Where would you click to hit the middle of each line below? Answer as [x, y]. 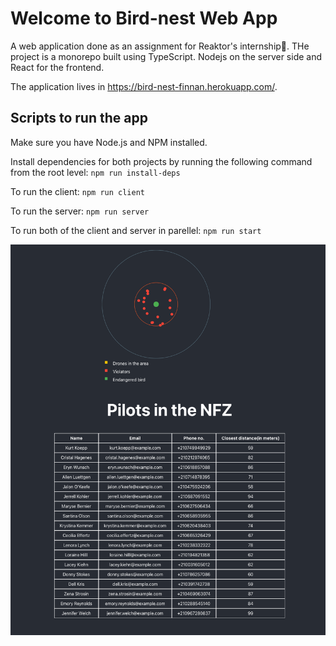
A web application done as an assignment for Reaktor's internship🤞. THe [160, 46]
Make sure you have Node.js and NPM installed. [109, 142]
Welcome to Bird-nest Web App [144, 18]
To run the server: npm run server [80, 211]
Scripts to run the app [79, 118]
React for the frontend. [57, 67]
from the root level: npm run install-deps [95, 172]
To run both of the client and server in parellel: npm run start [136, 230]
